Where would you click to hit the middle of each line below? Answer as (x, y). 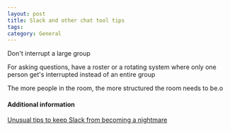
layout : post (27, 14)
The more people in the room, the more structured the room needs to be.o (115, 88)
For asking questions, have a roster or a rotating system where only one (112, 67)
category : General (34, 33)
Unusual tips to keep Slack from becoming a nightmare (87, 120)
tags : (15, 27)
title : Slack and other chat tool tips (66, 20)
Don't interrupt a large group (49, 54)
